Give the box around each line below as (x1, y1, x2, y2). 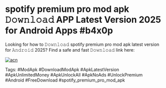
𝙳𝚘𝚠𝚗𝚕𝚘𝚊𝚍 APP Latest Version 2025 (5, 14, 162, 25)
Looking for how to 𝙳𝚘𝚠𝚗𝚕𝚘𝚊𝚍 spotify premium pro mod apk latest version (5, 41, 160, 47)
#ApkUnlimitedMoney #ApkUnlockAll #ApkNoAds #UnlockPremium (5, 72, 143, 78)
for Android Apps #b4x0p (5, 25, 113, 36)
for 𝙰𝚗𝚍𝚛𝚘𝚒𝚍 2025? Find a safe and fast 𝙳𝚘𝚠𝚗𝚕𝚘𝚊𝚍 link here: (5, 47, 135, 53)
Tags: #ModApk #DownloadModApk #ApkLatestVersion (5, 66, 119, 73)
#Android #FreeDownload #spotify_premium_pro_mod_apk (5, 77, 125, 83)
